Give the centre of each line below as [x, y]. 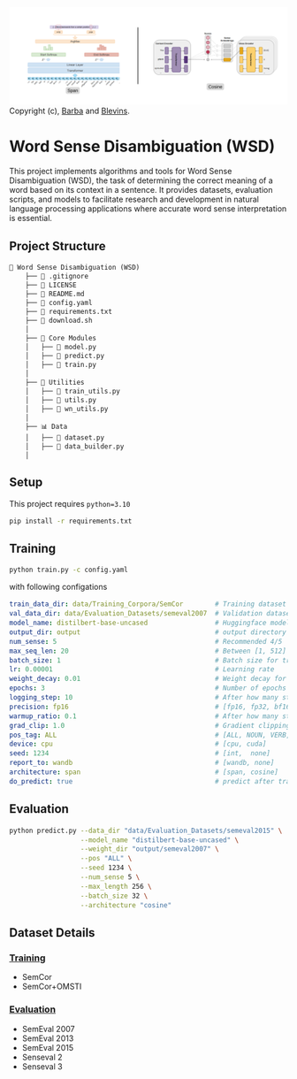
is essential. [31, 218]
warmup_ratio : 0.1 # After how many [144, 716]
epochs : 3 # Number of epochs [148, 688]
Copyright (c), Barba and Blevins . [69, 111]
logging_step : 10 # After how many [144, 698]
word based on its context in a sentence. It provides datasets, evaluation [141, 190]
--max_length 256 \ [116, 886]
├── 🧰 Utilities [55, 382]
